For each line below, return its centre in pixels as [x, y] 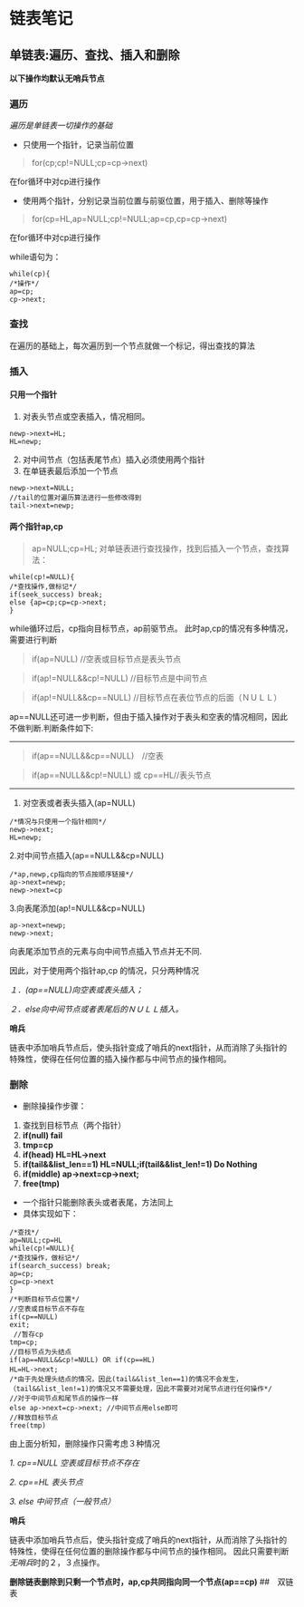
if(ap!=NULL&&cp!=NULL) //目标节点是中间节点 [119, 678]
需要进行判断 [33, 639]
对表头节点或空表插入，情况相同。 [86, 416]
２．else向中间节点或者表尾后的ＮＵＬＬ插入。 [96, 1009]
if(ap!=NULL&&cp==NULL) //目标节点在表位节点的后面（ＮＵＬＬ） [157, 697]
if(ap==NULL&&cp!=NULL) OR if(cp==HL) [82, 1360]
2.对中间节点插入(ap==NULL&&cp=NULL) [87, 855]
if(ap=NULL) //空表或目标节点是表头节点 [106, 659]
